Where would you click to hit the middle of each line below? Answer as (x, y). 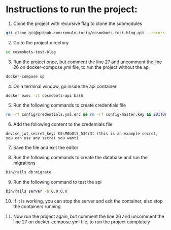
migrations (24, 163)
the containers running (37, 207)
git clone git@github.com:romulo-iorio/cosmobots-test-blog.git (75, 33)
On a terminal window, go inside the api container (65, 86)
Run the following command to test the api (57, 182)
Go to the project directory (41, 42)
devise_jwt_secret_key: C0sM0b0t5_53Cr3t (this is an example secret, (82, 134)
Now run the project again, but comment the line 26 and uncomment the (89, 216)
